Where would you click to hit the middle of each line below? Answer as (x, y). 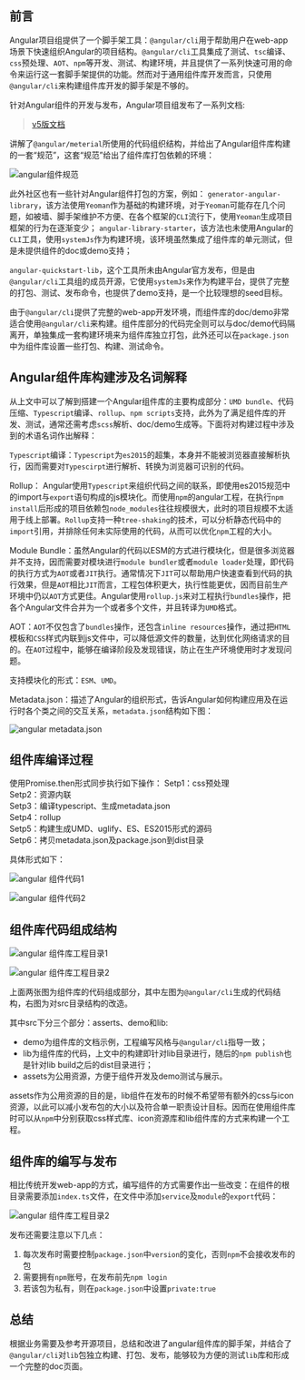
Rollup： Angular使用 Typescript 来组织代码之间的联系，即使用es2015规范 (146, 485)
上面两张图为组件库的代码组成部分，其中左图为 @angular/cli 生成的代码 (141, 992)
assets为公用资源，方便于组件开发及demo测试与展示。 (125, 1076)
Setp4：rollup (35, 817)
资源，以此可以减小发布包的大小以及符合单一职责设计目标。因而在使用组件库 (152, 1107)
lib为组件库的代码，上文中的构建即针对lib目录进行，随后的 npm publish (153, 1053)
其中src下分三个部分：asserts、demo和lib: (89, 1023)
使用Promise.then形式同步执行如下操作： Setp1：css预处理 (119, 783)
